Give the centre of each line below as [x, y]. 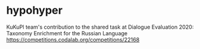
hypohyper [35, 10]
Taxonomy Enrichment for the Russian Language [67, 33]
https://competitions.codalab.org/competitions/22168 [73, 39]
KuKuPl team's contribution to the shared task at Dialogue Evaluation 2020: [100, 27]
